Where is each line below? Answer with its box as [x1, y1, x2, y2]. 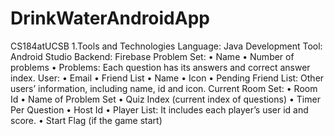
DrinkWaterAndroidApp [10, 7, 210, 30]
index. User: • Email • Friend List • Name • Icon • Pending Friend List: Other [10, 72, 325, 84]
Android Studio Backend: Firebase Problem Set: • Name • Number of [10, 50, 295, 62]
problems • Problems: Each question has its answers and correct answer [10, 61, 311, 73]
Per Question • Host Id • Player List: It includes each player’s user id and [10, 103, 309, 116]
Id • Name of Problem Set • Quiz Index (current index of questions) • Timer [10, 93, 321, 105]
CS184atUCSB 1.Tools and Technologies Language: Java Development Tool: [10, 40, 323, 52]
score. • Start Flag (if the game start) [10, 114, 163, 126]
